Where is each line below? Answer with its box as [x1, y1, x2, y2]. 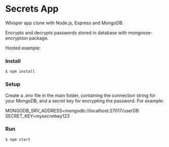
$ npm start [5, 137, 30, 142]
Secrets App [5, 3, 59, 15]
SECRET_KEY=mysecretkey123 [5, 113, 70, 119]
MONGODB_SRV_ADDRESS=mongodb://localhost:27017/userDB [5, 107, 140, 114]
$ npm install [5, 69, 36, 74]
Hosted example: [5, 45, 41, 51]
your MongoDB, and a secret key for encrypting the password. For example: [5, 97, 164, 104]
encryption [5, 35, 28, 41]
